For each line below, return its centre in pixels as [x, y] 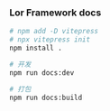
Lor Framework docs [55, 13]
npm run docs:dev [42, 73]
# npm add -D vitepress [54, 32]
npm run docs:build [46, 97]
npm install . [36, 48]
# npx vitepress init [50, 40]
